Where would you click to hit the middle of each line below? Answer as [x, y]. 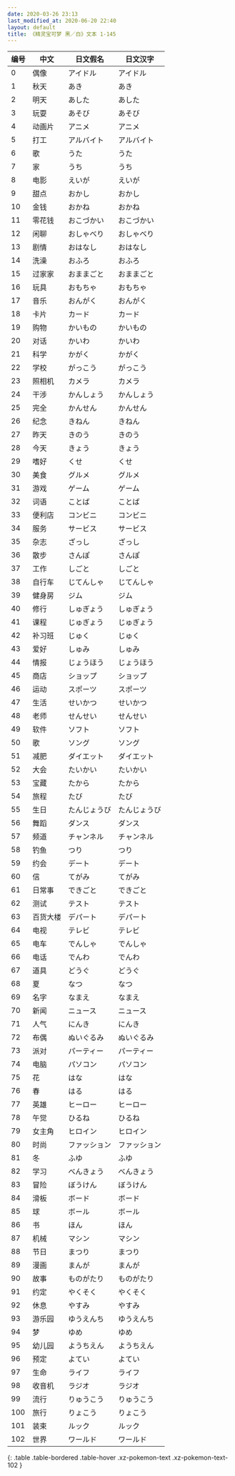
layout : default [31, 27]
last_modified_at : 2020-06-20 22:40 [62, 21]
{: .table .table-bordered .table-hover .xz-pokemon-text [89, 1457]
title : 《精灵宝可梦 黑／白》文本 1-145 [62, 34]
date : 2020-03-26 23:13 [43, 14]
